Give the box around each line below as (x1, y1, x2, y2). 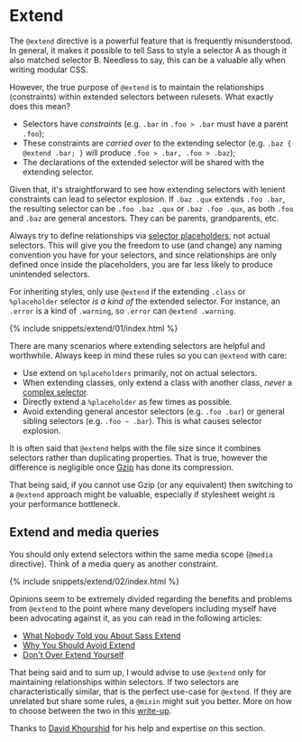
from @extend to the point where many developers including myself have (9, 603, 277, 614)
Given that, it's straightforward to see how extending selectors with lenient (9, 183, 286, 194)
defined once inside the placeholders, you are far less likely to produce (9, 258, 273, 269)
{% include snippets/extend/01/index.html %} (9, 323, 178, 333)
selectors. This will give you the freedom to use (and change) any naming (9, 240, 282, 250)
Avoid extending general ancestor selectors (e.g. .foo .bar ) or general (22, 406, 286, 417)
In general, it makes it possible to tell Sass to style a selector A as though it (9, 44, 287, 55)
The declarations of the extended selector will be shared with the (22, 156, 264, 167)
